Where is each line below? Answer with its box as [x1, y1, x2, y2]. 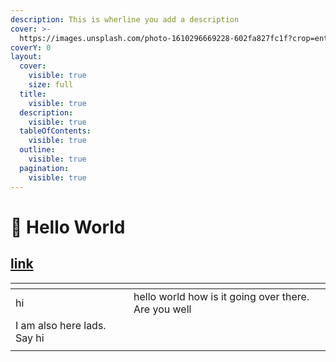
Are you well [133, 302, 192, 316]
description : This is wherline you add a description [10, 14, 240, 25]
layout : [10, 52, 43, 62]
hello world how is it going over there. [133, 289, 310, 303]
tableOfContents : [19, 126, 92, 136]
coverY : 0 [10, 42, 52, 53]
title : [19, 89, 47, 99]
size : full [28, 80, 74, 90]
